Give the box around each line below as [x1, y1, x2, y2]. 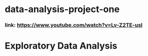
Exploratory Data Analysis [5, 40, 117, 51]
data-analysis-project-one [5, 4, 120, 15]
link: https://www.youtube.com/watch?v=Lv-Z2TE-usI [5, 22, 143, 29]
